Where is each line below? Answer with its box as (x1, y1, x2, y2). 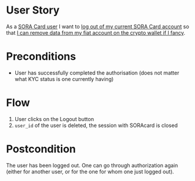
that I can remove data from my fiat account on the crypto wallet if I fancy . (6, 29, 186, 36)
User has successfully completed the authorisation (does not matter (14, 69, 180, 76)
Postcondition (6, 142, 76, 156)
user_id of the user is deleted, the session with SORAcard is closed (14, 122, 178, 129)
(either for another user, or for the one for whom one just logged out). (6, 168, 174, 175)
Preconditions (6, 50, 76, 63)
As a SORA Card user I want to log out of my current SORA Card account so (6, 23, 190, 30)
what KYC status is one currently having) (14, 75, 114, 82)
